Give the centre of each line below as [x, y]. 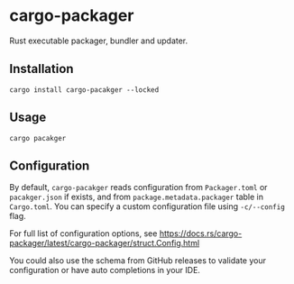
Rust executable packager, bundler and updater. [99, 41]
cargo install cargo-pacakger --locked [84, 90]
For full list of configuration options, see [83, 234]
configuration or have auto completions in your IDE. [105, 270]
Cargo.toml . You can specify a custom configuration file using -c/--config [147, 206]
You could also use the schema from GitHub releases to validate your [138, 261]
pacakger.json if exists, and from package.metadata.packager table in [137, 197]
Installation [41, 69]
